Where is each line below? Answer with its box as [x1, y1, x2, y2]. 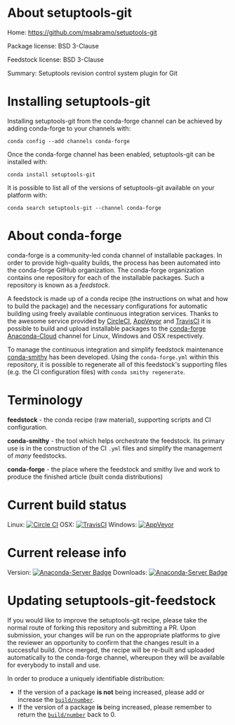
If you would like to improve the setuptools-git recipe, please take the [7, 616, 208, 624]
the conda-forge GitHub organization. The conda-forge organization [7, 265, 205, 274]
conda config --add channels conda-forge [7, 138, 130, 145]
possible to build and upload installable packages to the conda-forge [7, 324, 206, 333]
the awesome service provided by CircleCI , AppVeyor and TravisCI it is [7, 317, 212, 325]
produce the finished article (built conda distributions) [7, 472, 163, 481]
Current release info [7, 545, 127, 561]
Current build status [7, 497, 127, 513]
